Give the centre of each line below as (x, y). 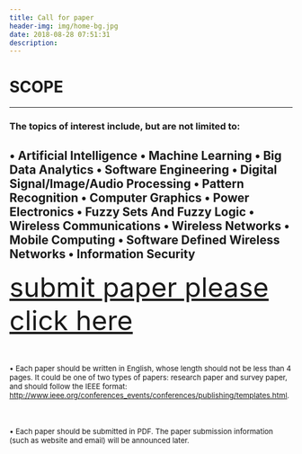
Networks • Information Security (102, 254)
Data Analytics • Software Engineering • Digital (143, 169)
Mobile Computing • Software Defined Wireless (145, 240)
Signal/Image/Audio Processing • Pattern (127, 184)
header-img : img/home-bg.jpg (64, 26)
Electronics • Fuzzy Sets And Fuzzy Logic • (132, 212)
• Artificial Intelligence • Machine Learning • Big (146, 155)
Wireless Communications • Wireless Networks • (150, 226)
